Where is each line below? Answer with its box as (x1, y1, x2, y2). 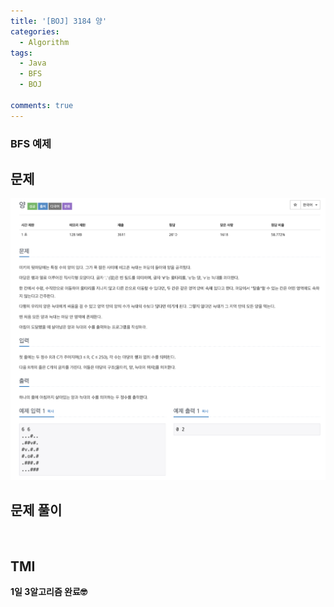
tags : (10, 48, 33, 58)
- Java (19, 58, 47, 69)
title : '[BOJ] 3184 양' (10, 16, 108, 26)
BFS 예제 (10, 136, 52, 150)
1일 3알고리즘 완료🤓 (10, 586, 88, 598)
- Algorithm (19, 37, 70, 47)
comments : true (10, 100, 74, 110)
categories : (10, 26, 60, 37)
